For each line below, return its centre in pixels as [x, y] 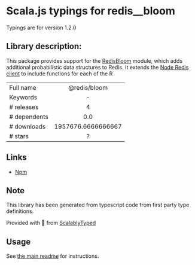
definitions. [20, 211]
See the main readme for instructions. [53, 256]
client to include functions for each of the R [60, 74]
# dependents [29, 117]
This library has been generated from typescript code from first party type [98, 205]
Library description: [44, 46]
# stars [19, 136]
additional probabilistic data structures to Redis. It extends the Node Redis [97, 67]
